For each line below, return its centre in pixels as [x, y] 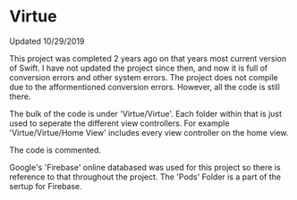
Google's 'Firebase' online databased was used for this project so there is [145, 167]
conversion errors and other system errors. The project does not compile [144, 77]
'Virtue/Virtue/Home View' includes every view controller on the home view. [149, 132]
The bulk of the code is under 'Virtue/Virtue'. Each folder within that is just [146, 113]
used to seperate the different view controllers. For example [119, 123]
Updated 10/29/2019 [47, 41]
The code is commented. [55, 150]
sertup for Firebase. [46, 186]
